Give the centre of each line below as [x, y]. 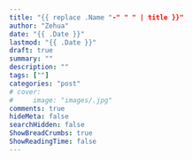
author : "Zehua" [39, 26]
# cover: [25, 92]
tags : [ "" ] [29, 76]
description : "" [39, 68]
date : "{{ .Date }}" [47, 34]
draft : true [31, 51]
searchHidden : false [47, 125]
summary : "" [31, 59]
